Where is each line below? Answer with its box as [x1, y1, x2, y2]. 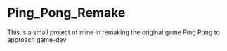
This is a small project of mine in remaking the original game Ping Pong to [7, 28, 220, 36]
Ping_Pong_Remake [7, 5, 126, 21]
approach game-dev [7, 35, 67, 43]
